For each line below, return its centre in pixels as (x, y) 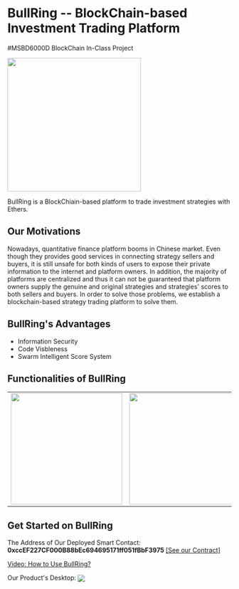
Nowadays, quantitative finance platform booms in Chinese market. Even (114, 249)
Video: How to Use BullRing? (49, 564)
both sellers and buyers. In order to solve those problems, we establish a (114, 294)
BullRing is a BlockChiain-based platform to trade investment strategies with (119, 202)
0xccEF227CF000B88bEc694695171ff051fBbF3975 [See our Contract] (114, 551)
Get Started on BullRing (60, 525)
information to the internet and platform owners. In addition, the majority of (117, 271)
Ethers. (18, 209)
